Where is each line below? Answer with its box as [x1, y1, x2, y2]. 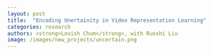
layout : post [7, 10, 46, 18]
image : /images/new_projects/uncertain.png [7, 36, 138, 43]
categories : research [7, 23, 71, 30]
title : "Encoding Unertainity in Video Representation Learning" [7, 17, 207, 24]
